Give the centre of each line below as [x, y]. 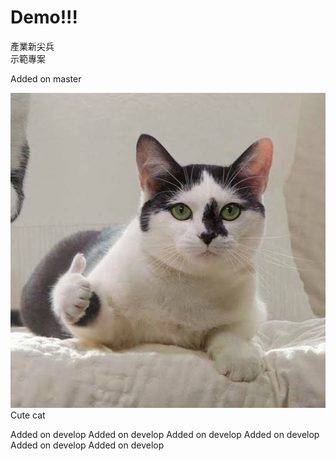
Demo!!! [44, 17]
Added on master [46, 78]
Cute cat [28, 415]
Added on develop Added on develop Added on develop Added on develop [165, 434]
